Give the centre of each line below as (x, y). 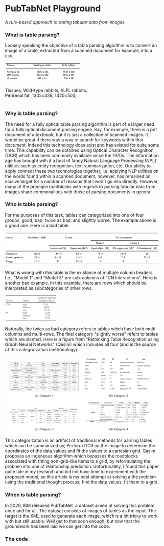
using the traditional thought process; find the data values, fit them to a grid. (82, 482)
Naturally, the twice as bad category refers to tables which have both (75, 329)
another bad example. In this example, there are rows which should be (76, 283)
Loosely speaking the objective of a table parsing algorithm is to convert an (81, 45)
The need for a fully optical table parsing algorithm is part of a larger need (80, 124)
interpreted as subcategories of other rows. (49, 288)
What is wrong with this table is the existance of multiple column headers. (80, 273)
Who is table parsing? (32, 205)
